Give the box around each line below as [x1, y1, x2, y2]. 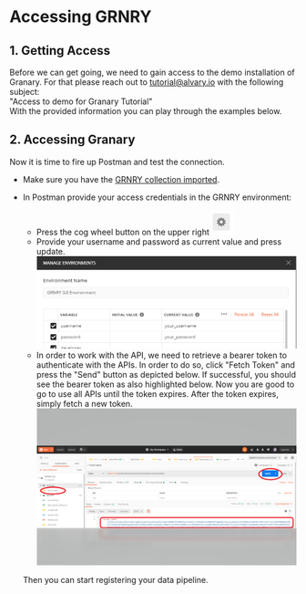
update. [36, 245, 66, 256]
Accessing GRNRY [9, 6, 152, 27]
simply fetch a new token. [36, 399, 134, 410]
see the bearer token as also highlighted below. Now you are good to [36, 379, 295, 390]
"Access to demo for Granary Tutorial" [9, 96, 153, 107]
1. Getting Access [9, 43, 111, 58]
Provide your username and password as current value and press [36, 235, 282, 247]
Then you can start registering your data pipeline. [22, 575, 209, 586]
